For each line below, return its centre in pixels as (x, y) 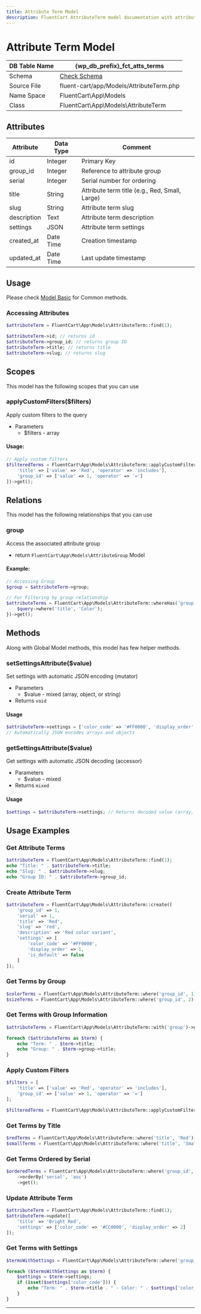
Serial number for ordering (119, 181)
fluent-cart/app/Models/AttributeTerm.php (120, 86)
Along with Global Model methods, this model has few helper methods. (94, 647)
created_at (24, 241)
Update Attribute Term (39, 1198)
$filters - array (42, 433)
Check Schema (81, 76)
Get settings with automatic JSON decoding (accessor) (74, 761)
